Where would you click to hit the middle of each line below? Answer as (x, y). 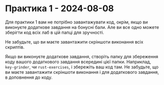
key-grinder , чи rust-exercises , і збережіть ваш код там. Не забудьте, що (82, 67)
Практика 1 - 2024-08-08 (60, 9)
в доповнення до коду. (29, 77)
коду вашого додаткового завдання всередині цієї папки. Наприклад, (78, 62)
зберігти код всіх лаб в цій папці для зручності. (55, 32)
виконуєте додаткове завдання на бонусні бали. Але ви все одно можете (82, 27)
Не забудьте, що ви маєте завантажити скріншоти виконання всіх (74, 42)
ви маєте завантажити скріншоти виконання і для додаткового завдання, (82, 72)
